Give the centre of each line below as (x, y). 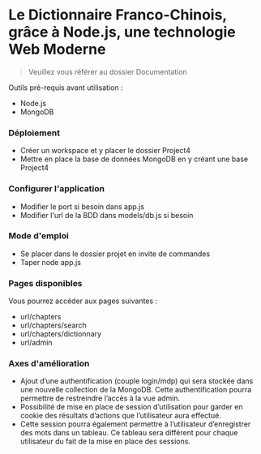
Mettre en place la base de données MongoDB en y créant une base (134, 159)
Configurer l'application (57, 189)
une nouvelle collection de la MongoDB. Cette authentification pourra (136, 390)
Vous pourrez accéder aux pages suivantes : (83, 301)
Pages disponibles (45, 283)
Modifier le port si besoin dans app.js (82, 206)
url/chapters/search (53, 325)
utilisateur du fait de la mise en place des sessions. (105, 441)
